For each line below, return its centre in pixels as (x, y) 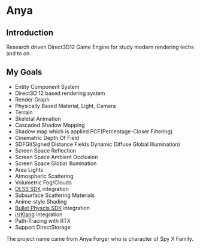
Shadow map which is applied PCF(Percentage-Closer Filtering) (94, 131)
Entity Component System (47, 86)
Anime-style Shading (41, 201)
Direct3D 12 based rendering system (60, 93)
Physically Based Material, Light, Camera (65, 106)
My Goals (24, 72)
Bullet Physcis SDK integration (52, 208)
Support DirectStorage (43, 227)
